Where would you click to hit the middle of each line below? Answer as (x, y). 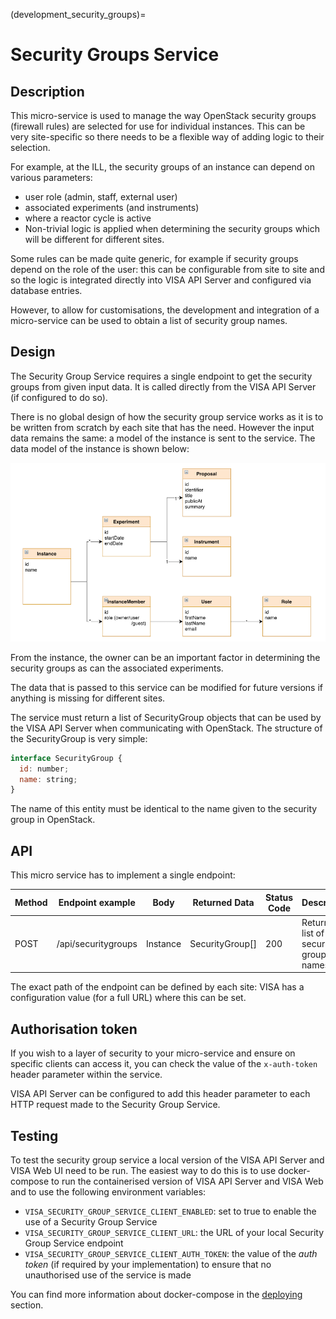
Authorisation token (74, 1029)
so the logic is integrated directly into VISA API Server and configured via (161, 280)
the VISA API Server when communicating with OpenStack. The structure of (166, 728)
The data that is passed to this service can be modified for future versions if (166, 687)
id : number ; (44, 769)
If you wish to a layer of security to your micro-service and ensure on (153, 1053)
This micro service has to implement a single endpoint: (123, 875)
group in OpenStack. (53, 820)
